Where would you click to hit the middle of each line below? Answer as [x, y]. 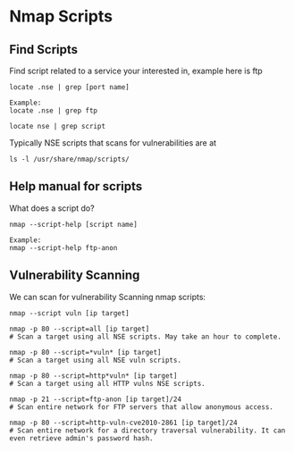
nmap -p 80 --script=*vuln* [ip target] [86, 352]
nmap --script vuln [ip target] [69, 313]
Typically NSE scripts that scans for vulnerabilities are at [113, 143]
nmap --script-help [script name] [74, 224]
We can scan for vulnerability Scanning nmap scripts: [108, 297]
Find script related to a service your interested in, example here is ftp [136, 71]
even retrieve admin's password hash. [81, 438]
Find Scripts [44, 50]
